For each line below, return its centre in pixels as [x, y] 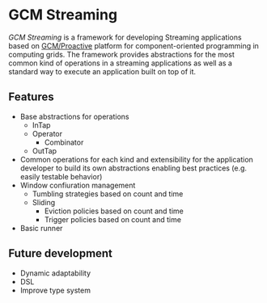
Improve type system [55, 290]
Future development [61, 253]
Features [31, 97]
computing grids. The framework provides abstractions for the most [121, 54]
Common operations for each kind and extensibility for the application [136, 159]
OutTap [44, 150]
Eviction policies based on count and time [114, 211]
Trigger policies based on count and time [113, 219]
